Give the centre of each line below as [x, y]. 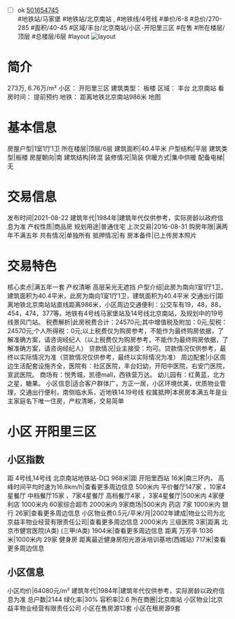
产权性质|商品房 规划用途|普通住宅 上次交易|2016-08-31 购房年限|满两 [127, 226]
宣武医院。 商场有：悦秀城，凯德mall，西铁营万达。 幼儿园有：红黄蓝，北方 [116, 374]
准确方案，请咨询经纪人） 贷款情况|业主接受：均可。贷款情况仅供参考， [116, 348]
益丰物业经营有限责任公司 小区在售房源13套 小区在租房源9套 [94, 608]
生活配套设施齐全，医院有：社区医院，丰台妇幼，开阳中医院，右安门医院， [121, 366]
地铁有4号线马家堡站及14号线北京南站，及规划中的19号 [145, 313]
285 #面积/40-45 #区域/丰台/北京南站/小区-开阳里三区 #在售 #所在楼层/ [121, 28]
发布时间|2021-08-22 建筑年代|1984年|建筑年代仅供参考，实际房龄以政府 [112, 217]
